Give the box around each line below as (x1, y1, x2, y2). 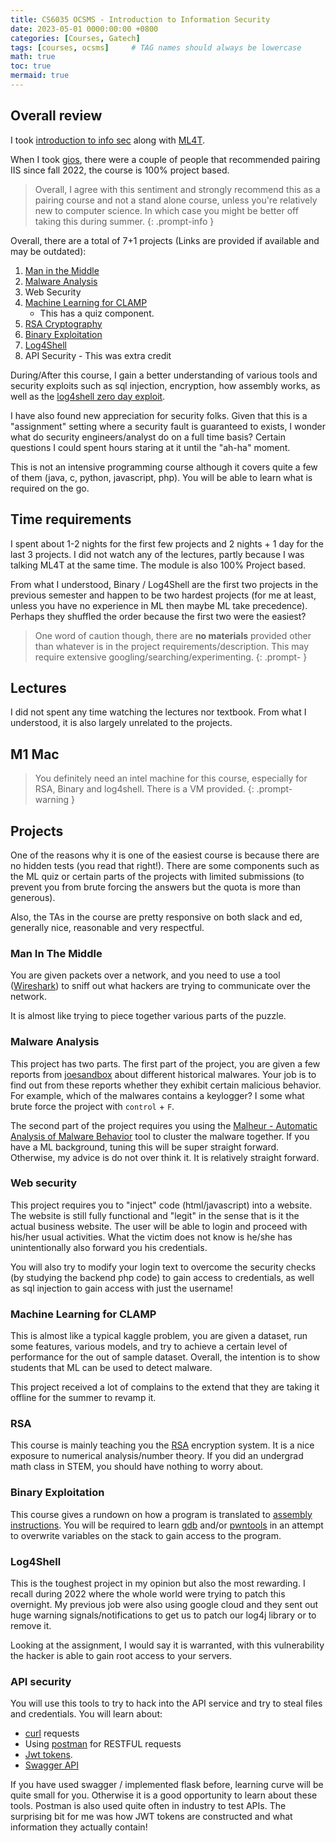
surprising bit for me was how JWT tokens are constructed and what (10, 1811, 293, 1823)
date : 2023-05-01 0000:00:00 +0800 (10, 24, 159, 34)
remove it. (10, 1620, 52, 1632)
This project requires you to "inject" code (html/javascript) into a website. (10, 1199, 313, 1211)
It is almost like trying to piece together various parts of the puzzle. (10, 1010, 287, 1022)
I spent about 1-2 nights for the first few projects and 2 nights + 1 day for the (10, 537, 324, 550)
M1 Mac (10, 746, 60, 763)
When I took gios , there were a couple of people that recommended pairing (10, 153, 321, 165)
